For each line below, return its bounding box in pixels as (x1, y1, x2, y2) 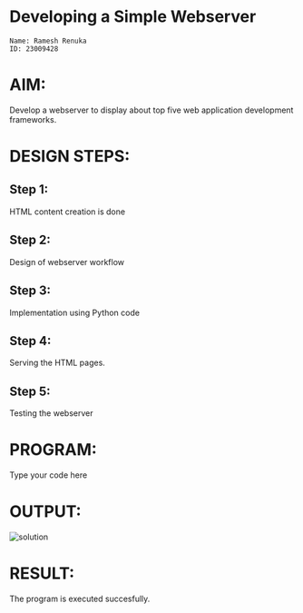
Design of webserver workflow (9, 256, 125, 267)
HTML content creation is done (9, 206, 125, 217)
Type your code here (9, 470, 88, 480)
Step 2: (9, 232, 52, 248)
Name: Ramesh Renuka (9, 36, 88, 45)
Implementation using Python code (9, 307, 141, 318)
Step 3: (9, 283, 52, 299)
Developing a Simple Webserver (9, 6, 257, 27)
